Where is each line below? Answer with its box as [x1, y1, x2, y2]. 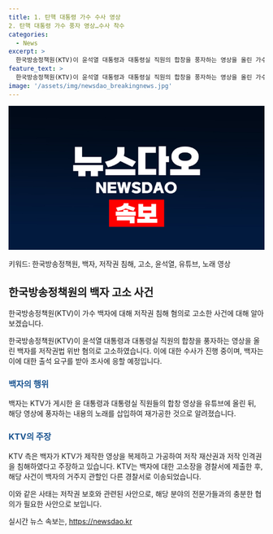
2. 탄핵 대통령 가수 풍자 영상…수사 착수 [8, 21, 125, 30]
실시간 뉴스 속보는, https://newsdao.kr [8, 516, 132, 526]
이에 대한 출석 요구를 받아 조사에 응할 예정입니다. [8, 356, 162, 365]
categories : [8, 30, 49, 38]
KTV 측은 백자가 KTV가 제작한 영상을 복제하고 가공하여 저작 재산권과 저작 [8, 451, 241, 461]
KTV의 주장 [8, 431, 51, 443]
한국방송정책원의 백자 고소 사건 [8, 285, 154, 299]
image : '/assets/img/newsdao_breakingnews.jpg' [8, 81, 173, 90]
